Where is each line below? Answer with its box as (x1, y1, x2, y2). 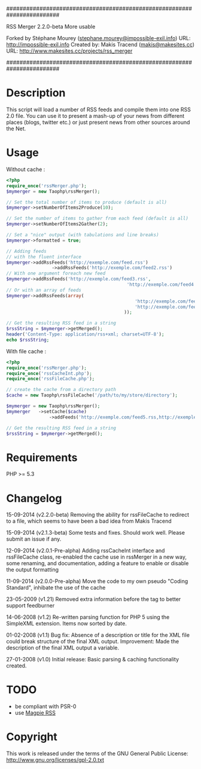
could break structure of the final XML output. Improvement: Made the (6, 638, 179, 645)
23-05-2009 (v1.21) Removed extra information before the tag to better (6, 596, 181, 603)
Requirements (6, 451, 78, 464)
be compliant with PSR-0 (14, 703, 77, 710)
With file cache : (6, 347, 47, 355)
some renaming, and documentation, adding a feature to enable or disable (6, 560, 189, 567)
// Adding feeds (6, 248, 47, 254)
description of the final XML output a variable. (6, 644, 120, 651)
